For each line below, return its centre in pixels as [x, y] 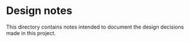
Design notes [39, 11]
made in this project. [31, 33]
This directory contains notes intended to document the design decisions [95, 27]
